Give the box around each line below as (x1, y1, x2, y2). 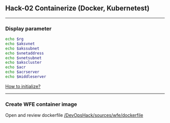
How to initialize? (5, 83, 41, 89)
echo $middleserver (5, 74, 47, 79)
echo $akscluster (5, 60, 42, 65)
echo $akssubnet (5, 46, 39, 51)
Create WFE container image (5, 101, 77, 108)
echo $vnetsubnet (5, 55, 42, 60)
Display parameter (5, 25, 52, 32)
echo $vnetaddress (5, 51, 44, 56)
